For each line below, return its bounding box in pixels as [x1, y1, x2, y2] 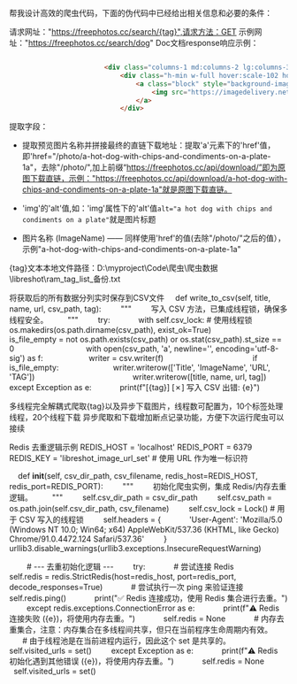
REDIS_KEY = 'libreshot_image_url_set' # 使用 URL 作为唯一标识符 [9, 453, 249, 464]
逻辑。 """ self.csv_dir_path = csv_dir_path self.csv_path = [9, 492, 272, 503]
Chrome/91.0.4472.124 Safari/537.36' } [9, 534, 168, 544]
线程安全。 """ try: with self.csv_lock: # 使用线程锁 [9, 315, 253, 326]
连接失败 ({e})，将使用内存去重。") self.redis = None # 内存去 [9, 613, 285, 624]
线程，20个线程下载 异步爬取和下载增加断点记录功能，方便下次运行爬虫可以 [9, 412, 285, 423]
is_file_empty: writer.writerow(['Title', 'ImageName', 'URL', [9, 362, 271, 373]
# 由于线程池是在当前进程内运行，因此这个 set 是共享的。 [21, 635, 232, 646]
